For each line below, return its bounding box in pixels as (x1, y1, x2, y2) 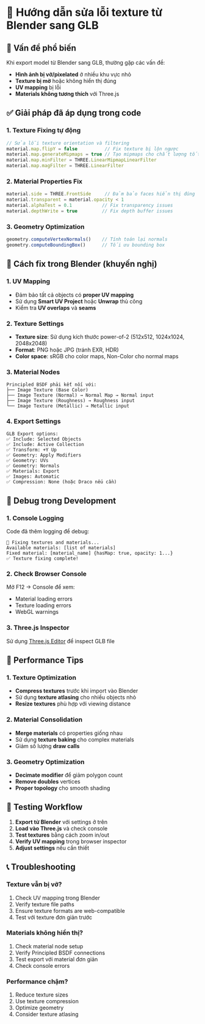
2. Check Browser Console (6, 570, 87, 579)
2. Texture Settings (6, 319, 64, 328)
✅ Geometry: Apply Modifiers (6, 452, 82, 458)
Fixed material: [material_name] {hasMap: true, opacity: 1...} (6, 550, 173, 557)
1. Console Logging (6, 514, 64, 522)
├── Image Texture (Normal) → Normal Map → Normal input (6, 392, 154, 398)
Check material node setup (15, 942, 84, 950)
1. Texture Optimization (6, 674, 76, 682)
